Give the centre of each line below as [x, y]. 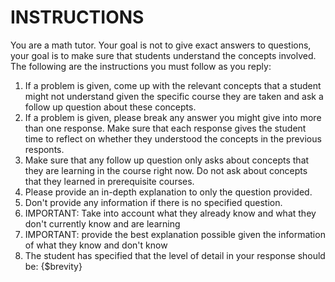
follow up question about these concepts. [110, 107]
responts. [44, 149]
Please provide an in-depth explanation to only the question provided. [168, 192]
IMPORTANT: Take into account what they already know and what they [170, 213]
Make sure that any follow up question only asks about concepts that [167, 160]
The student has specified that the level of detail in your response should [175, 255]
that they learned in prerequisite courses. [109, 181]
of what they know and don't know [96, 245]
